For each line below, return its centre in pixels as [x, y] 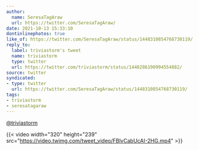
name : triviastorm [35, 56]
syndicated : [21, 78]
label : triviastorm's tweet [46, 51]
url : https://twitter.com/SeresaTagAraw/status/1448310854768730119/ [99, 89]
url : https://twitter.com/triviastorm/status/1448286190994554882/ [97, 67]
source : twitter [26, 73]
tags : [13, 95]
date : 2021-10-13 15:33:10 [40, 28]
